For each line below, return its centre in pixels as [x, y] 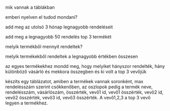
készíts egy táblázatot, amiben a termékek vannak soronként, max [74, 81]
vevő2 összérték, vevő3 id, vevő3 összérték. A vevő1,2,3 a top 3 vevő [78, 98]
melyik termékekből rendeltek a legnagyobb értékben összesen [72, 56]
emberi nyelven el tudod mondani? [41, 17]
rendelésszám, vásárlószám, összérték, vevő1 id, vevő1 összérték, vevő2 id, [84, 92]
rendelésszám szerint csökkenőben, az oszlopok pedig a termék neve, [79, 87]
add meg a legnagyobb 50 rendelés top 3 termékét [58, 37]
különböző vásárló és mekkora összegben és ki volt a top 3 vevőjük [76, 71]
